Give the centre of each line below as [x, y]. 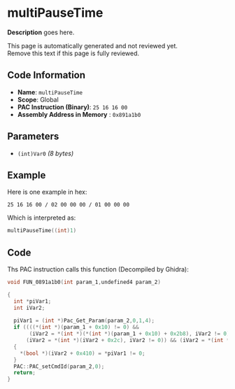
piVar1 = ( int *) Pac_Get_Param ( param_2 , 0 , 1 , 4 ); [84, 321]
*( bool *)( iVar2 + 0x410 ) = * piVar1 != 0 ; [83, 353]
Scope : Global [38, 99]
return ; [25, 373]
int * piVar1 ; [33, 301]
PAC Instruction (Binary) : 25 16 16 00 [72, 107]
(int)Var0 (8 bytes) [45, 153]
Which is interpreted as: [42, 218]
